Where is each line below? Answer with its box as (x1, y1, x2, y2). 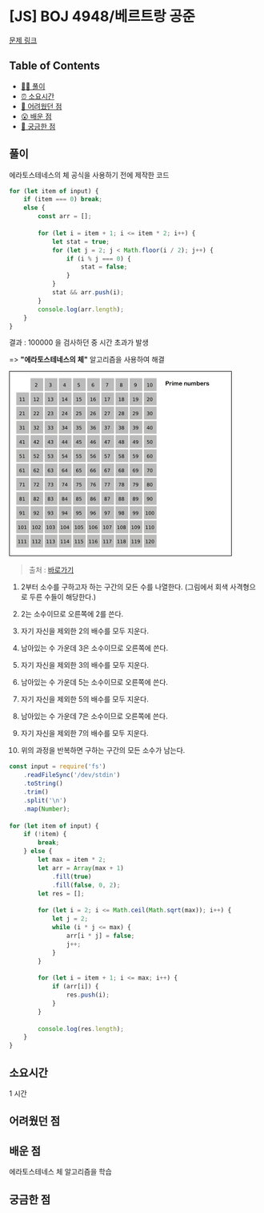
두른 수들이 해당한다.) (29, 592, 97, 602)
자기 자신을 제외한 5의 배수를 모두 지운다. (20, 694, 149, 704)
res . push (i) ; (66, 991, 110, 999)
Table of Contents (9, 59, 101, 73)
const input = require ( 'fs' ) (9, 762, 106, 770)
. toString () (23, 779, 63, 788)
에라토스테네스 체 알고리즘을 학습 (9, 1167, 113, 1177)
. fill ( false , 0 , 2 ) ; (51, 881, 121, 889)
